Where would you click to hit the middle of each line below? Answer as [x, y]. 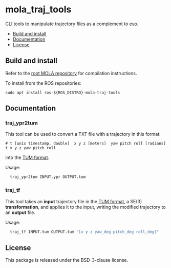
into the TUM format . [27, 157]
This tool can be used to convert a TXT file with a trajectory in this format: [83, 134]
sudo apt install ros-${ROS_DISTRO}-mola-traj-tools [63, 93]
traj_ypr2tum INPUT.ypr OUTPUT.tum [48, 177]
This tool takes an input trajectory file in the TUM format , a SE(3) [74, 201]
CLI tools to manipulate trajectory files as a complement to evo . [72, 24]
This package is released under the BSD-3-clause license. [67, 260]
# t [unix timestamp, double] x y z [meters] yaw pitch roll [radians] [86, 144]
